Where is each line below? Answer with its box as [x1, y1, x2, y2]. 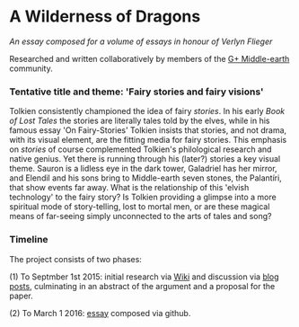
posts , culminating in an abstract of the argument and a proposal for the [9, 280, 276, 291]
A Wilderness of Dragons [9, 6, 201, 27]
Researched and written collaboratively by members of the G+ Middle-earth [9, 53, 290, 64]
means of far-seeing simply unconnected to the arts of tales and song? [9, 211, 272, 222]
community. [9, 63, 53, 74]
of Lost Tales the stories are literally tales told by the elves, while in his [9, 115, 270, 127]
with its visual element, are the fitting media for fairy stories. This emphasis [9, 135, 287, 146]
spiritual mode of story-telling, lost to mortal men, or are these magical [9, 201, 270, 212]
